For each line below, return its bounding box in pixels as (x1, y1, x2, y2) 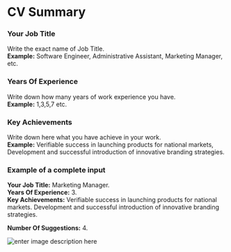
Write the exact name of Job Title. (7, 44, 104, 53)
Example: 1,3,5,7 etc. (7, 100, 67, 108)
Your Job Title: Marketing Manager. (7, 181, 110, 190)
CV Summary (7, 4, 86, 20)
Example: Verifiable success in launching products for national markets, (7, 140, 214, 149)
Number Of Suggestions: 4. (7, 224, 88, 233)
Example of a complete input (7, 165, 106, 174)
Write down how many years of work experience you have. (7, 92, 176, 101)
